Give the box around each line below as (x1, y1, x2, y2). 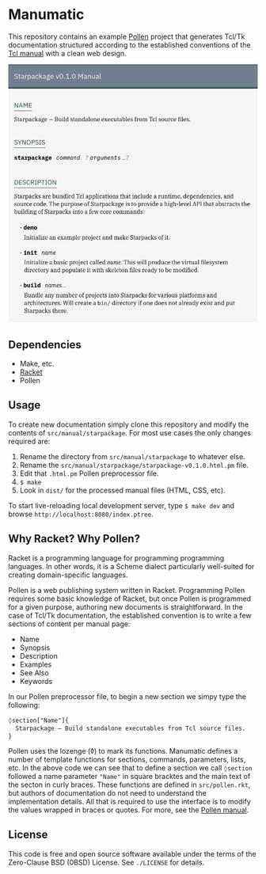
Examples (19, 659, 52, 669)
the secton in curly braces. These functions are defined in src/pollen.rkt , (8, 780, 251, 789)
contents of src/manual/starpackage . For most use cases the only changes (8, 427, 252, 437)
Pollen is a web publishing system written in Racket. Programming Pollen (8, 585, 245, 595)
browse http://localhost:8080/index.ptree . (8, 509, 154, 519)
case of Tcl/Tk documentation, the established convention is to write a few (8, 610, 252, 620)
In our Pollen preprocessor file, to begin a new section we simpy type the (8, 691, 247, 701)
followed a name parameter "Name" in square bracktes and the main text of (8, 771, 251, 781)
